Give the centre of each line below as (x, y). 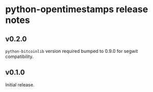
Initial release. (20, 84)
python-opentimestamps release (77, 9)
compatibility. (20, 56)
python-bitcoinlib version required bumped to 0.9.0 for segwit (72, 51)
